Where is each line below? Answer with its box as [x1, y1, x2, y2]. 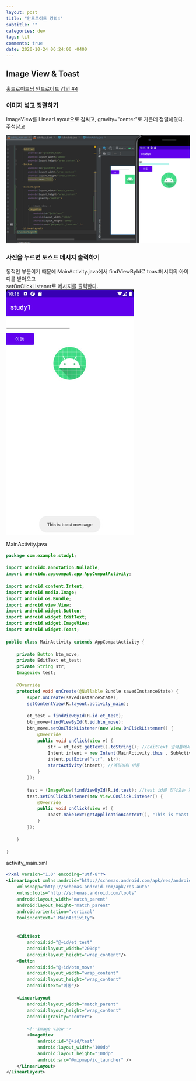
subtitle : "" [6, 22, 38, 28]
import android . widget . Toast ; [6, 627, 80, 632]
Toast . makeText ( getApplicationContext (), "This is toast [47, 812, 190, 818]
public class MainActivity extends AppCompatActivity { [6, 639, 145, 645]
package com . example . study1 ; [6, 552, 77, 559]
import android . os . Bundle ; [6, 596, 72, 601]
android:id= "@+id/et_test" [27, 940, 93, 946]
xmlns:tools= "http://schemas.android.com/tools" [16, 890, 137, 896]
